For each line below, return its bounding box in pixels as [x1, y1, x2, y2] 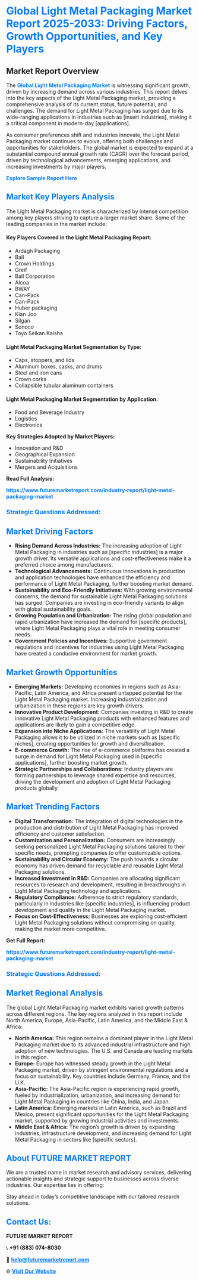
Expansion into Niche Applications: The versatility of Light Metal [14, 727, 175, 734]
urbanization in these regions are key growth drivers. [14, 702, 144, 709]
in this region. [14, 1053, 49, 1061]
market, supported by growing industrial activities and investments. [14, 1117, 180, 1124]
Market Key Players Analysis [6, 192, 115, 202]
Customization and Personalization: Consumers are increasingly [14, 836, 175, 843]
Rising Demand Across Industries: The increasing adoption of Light [14, 542, 182, 549]
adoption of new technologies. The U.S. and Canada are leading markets [14, 1047, 193, 1054]
